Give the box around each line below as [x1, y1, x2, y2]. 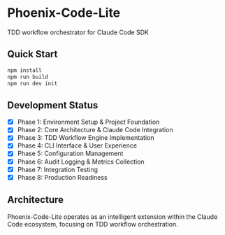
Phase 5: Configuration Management [17, 149, 124, 158]
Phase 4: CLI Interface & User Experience [17, 141, 138, 150]
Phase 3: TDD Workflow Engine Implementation [17, 134, 154, 142]
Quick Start [7, 48, 58, 60]
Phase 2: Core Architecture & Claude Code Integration [17, 126, 173, 134]
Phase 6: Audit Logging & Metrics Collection [17, 157, 145, 166]
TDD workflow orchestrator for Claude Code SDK [7, 28, 149, 36]
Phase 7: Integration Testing [17, 165, 99, 173]
